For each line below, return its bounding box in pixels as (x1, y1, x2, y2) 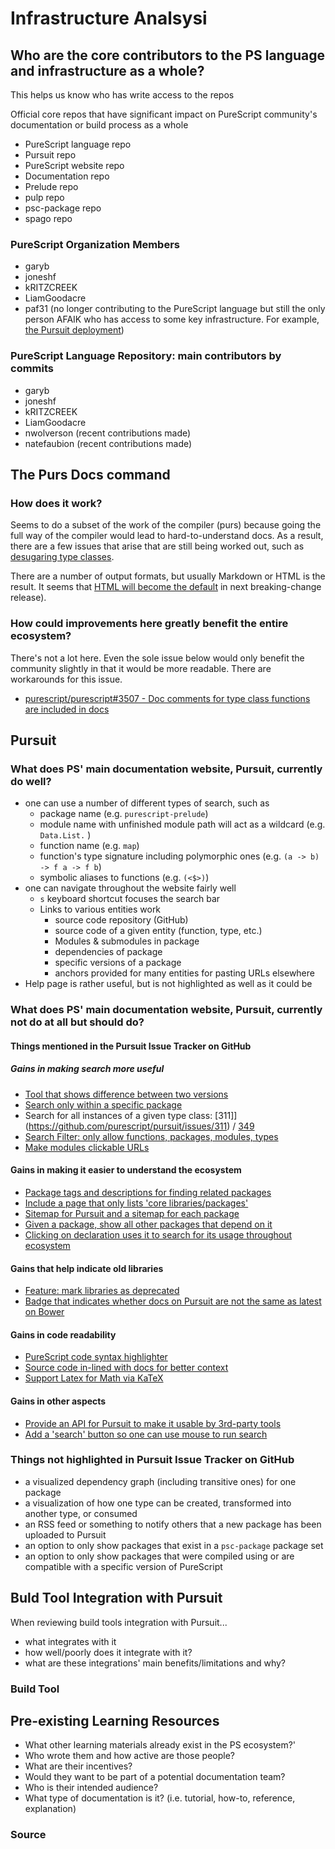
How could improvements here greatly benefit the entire (10, 617, 289, 631)
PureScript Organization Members (10, 237, 180, 251)
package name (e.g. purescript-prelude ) (39, 808, 209, 820)
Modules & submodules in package (54, 935, 200, 947)
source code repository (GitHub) (54, 914, 189, 926)
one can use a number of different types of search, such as (24, 797, 270, 809)
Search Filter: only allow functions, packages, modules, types (24, 1130, 279, 1142)
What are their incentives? (24, 1760, 133, 1772)
